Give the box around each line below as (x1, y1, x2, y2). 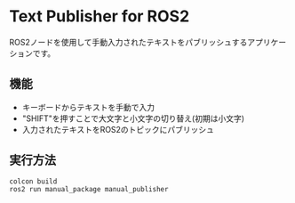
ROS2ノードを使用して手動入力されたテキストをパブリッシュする (9, 37, 248, 47)
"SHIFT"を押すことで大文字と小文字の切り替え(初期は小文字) (21, 113, 245, 124)
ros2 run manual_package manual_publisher (9, 185, 169, 194)
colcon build (9, 176, 58, 186)
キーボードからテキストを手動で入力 (21, 101, 155, 112)
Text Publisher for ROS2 (9, 6, 190, 27)
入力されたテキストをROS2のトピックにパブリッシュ (21, 124, 215, 134)
